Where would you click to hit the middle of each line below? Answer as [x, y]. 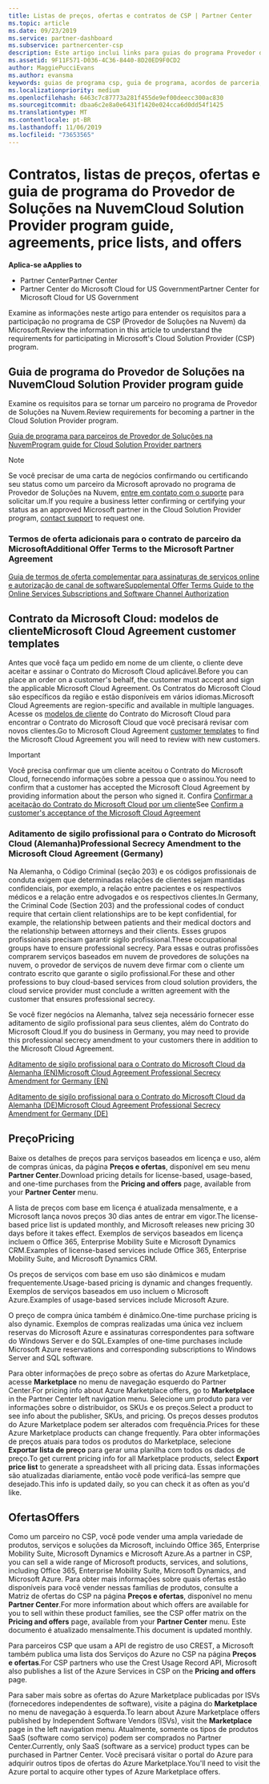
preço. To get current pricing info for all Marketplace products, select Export [133, 1458]
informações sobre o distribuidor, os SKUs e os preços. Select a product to [131, 1407]
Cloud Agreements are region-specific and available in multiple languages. [131, 705]
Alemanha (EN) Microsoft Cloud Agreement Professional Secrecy [115, 1072]
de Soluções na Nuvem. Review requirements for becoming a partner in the [131, 412]
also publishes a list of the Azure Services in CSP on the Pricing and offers [132, 1671]
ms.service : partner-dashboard [60, 38]
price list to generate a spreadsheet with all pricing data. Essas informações [134, 1467]
